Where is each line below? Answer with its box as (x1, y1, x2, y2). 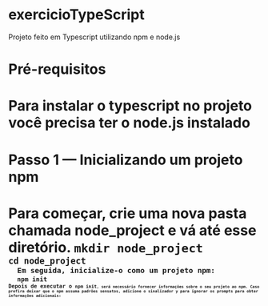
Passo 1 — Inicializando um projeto (8, 151, 243, 169)
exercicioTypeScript (8, 6, 146, 24)
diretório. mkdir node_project (8, 238, 204, 256)
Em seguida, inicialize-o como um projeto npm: (17, 265, 216, 275)
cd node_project (8, 255, 86, 266)
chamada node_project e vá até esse (8, 221, 257, 240)
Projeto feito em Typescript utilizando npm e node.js (8, 32, 181, 42)
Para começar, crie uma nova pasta (8, 204, 247, 222)
